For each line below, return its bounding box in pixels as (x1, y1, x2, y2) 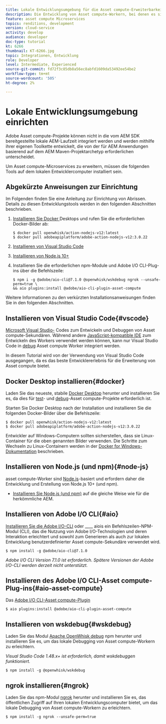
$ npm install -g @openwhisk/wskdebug (5, 668, 85, 673)
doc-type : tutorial (5, 39, 46, 44)
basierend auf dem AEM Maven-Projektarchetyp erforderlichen (5, 148, 134, 154)
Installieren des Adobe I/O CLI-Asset (5, 577, 120, 585)
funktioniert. (5, 658, 31, 664)
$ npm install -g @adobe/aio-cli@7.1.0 (5, 548, 88, 553)
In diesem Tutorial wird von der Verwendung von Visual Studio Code (5, 353, 144, 359)
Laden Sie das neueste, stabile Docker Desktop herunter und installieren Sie (5, 390, 160, 396)
